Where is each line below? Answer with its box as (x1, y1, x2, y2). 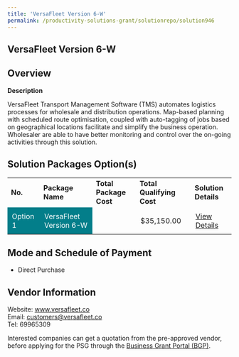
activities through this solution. (7, 138, 97, 146)
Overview (7, 67, 52, 79)
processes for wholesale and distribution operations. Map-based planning (7, 107, 225, 116)
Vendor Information (7, 286, 96, 298)
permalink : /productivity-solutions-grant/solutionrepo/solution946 (7, 17, 215, 24)
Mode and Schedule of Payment (7, 246, 152, 259)
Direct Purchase (17, 265, 65, 274)
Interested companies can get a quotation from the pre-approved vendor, (7, 334, 223, 343)
